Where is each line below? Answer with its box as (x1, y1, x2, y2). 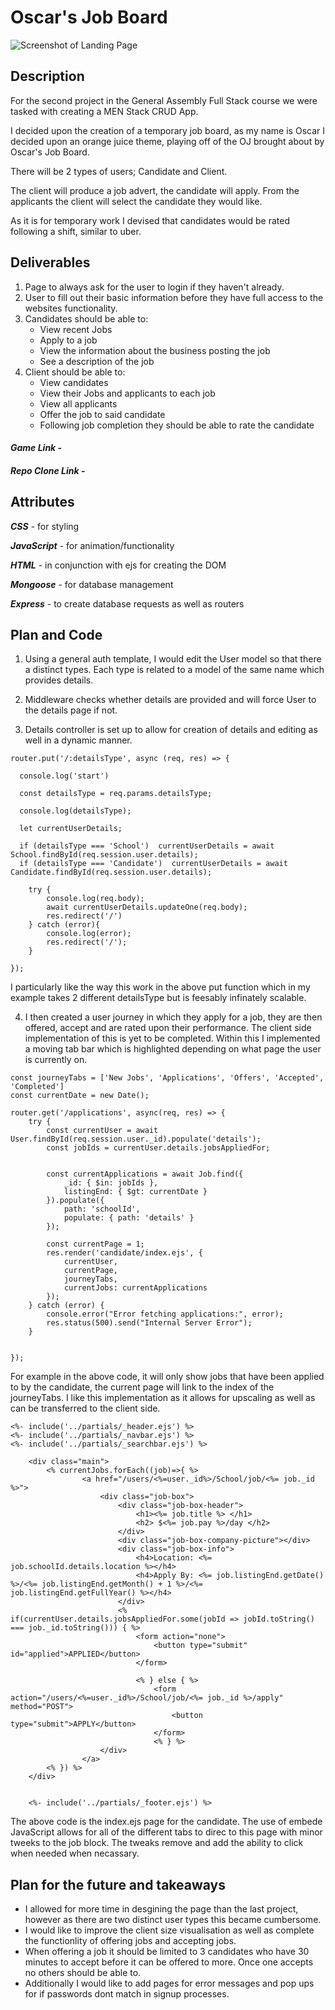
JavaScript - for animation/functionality (10, 539, 175, 551)
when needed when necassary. (10, 1847, 140, 1860)
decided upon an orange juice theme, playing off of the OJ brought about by (10, 135, 325, 147)
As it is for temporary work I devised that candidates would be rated (10, 214, 291, 226)
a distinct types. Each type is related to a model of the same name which (24, 664, 325, 676)
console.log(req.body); (46, 894, 145, 904)
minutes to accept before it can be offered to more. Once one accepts (24, 1956, 314, 1968)
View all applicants (39, 397, 118, 410)
